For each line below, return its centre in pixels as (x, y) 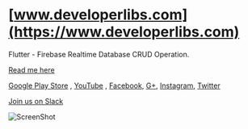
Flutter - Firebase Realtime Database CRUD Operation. (99, 54)
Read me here (32, 69)
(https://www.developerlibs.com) (124, 32)
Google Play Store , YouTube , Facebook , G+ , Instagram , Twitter (114, 85)
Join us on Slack (36, 101)
